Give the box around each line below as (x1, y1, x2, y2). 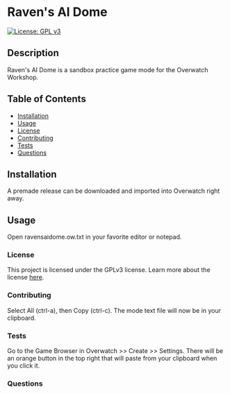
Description (7, 47, 59, 59)
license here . (7, 273, 44, 282)
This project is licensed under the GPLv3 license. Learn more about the (7, 266, 211, 274)
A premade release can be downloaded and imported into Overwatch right (7, 187, 220, 195)
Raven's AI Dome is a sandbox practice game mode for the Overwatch (7, 65, 208, 74)
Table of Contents (7, 93, 87, 105)
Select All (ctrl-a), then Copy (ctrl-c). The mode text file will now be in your (7, 306, 221, 314)
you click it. (7, 361, 40, 370)
